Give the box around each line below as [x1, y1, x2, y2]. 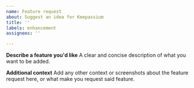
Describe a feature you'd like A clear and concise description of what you [6, 52, 186, 59]
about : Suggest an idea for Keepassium [6, 14, 104, 20]
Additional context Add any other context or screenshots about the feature [6, 69, 189, 76]
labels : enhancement [6, 25, 57, 31]
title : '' [6, 19, 31, 25]
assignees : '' [6, 31, 41, 36]
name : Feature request [6, 8, 62, 15]
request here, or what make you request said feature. [6, 76, 135, 83]
